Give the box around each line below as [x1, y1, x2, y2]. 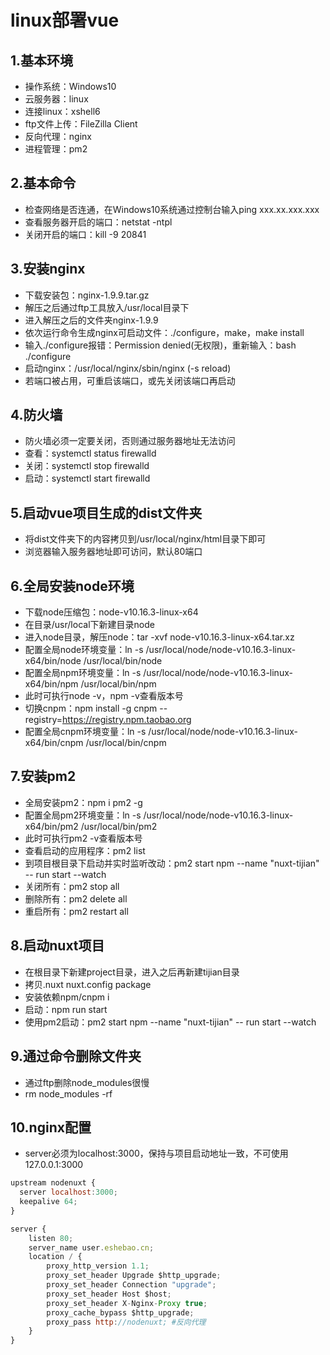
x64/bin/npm [24, 678, 79, 690]
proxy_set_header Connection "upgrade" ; [46, 1280, 217, 1290]
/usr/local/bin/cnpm [85, 737, 167, 749]
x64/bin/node [24, 655, 82, 667]
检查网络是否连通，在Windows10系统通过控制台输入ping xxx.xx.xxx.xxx [24, 203, 320, 215]
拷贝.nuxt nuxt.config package [24, 978, 152, 990]
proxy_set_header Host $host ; [46, 1289, 172, 1299]
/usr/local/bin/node [83, 655, 163, 667]
